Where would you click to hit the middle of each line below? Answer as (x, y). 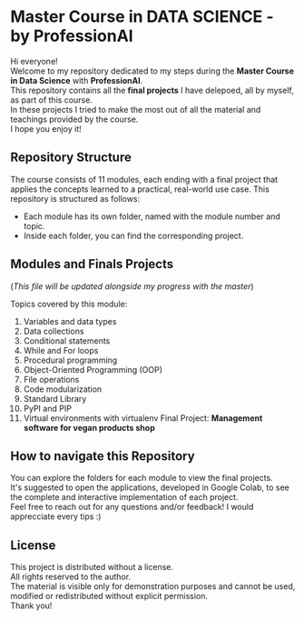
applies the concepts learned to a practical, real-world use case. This (140, 189)
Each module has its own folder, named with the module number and (152, 216)
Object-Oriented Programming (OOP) (93, 369)
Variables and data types (70, 321)
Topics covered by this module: (69, 304)
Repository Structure (71, 158)
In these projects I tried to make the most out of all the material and (136, 109)
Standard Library (55, 398)
